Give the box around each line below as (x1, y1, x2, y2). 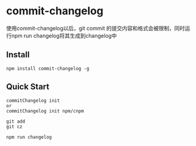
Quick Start (6, 82, 50, 92)
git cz (6, 123, 23, 129)
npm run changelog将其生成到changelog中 (11, 32, 117, 39)
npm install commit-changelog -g (6, 66, 90, 72)
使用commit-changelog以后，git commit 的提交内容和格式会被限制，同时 (6, 24, 185, 32)
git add (6, 118, 26, 125)
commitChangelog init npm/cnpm (6, 108, 84, 114)
